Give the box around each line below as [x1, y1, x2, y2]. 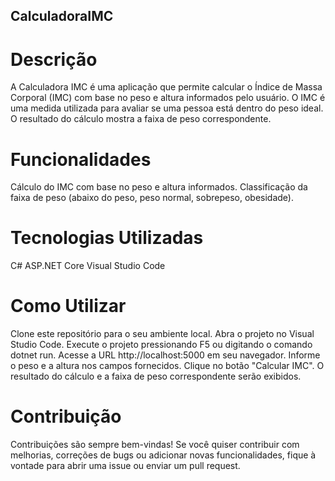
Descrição [10, 48, 98, 71]
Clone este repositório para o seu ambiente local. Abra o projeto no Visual [10, 328, 315, 340]
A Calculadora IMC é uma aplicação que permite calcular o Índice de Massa [10, 81, 323, 93]
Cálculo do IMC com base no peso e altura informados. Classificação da [10, 181, 308, 193]
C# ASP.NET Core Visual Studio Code [10, 260, 166, 272]
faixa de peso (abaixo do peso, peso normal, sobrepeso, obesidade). [10, 192, 294, 204]
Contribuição [10, 405, 122, 428]
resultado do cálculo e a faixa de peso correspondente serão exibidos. [10, 370, 302, 383]
